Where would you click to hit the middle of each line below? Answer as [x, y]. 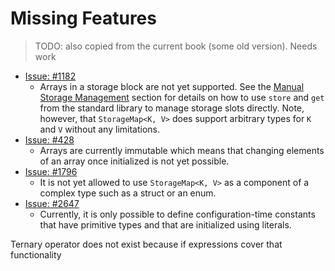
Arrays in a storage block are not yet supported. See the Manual [172, 86]
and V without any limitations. [99, 129]
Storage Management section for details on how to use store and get [182, 97]
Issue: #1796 [51, 171]
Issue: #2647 [52, 203]
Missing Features [83, 18]
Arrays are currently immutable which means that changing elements [182, 150]
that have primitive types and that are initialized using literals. [165, 224]
